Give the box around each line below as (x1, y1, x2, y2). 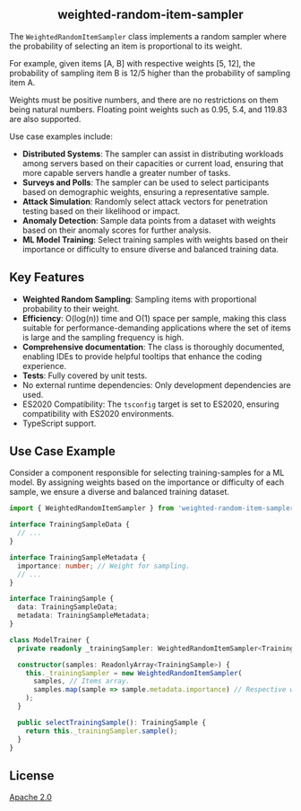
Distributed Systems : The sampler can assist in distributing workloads (21, 148, 284, 159)
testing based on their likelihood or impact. (21, 206, 181, 216)
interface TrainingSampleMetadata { (9, 552, 146, 562)
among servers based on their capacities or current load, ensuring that (21, 157, 284, 169)
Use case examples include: (9, 130, 114, 142)
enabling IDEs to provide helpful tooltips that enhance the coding (21, 350, 262, 362)
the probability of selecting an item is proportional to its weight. (9, 40, 243, 51)
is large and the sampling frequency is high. (21, 331, 185, 342)
